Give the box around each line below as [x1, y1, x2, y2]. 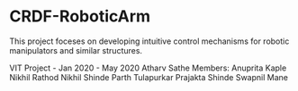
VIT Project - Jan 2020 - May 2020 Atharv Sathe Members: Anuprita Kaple [9, 62, 287, 73]
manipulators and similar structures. [9, 45, 142, 55]
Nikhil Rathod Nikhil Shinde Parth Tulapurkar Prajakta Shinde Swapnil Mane [9, 71, 288, 82]
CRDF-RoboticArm [9, 6, 151, 27]
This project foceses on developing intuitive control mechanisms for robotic [9, 36, 290, 46]
